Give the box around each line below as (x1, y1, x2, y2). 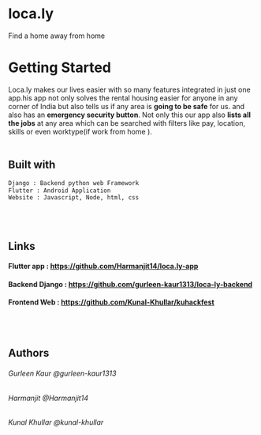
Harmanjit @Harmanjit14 (8, 393, 89, 403)
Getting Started (8, 59, 112, 77)
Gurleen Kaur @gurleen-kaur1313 (8, 369, 117, 378)
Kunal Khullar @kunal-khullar (8, 418, 104, 427)
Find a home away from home (8, 31, 105, 40)
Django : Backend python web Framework (8, 179, 140, 187)
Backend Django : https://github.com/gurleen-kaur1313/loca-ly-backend (8, 279, 253, 289)
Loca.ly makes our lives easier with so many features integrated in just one (8, 85, 251, 94)
